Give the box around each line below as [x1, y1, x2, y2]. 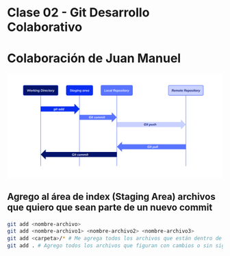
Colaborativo [7, 19, 83, 35]
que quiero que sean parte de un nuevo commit [7, 202, 213, 214]
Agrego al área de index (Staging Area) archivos [7, 191, 216, 203]
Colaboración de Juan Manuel [7, 51, 181, 66]
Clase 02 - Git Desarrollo [7, 5, 150, 21]
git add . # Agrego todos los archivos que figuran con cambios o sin [7, 242, 213, 249]
